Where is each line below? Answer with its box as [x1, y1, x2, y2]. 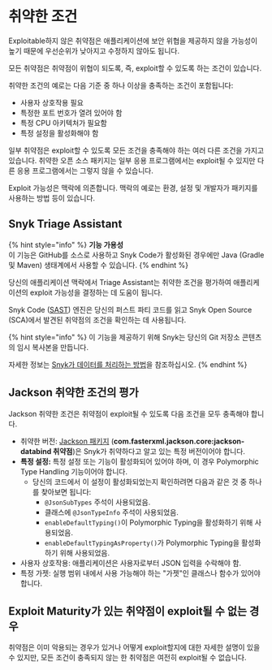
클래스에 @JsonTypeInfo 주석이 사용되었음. [44, 507, 179, 517]
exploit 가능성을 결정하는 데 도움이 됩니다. [29, 287, 163, 297]
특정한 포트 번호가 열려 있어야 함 [19, 107, 123, 118]
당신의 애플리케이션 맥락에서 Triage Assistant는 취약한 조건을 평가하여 [8, 277, 231, 287]
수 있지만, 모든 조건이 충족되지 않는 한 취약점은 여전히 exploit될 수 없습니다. [8, 653, 247, 663]
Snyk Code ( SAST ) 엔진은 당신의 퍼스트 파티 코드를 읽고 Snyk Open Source [8, 305, 253, 314]
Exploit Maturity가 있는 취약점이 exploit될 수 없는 [8, 604, 248, 618]
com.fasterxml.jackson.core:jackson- [113, 436, 245, 446]
